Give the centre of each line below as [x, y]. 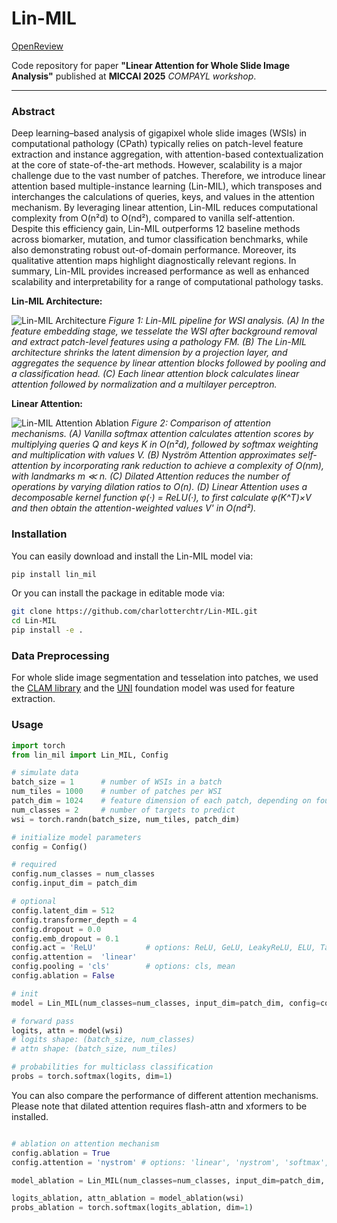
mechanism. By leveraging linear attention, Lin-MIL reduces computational [164, 208]
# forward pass [43, 1021]
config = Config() [49, 847]
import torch [38, 745]
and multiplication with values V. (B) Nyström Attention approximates [153, 455]
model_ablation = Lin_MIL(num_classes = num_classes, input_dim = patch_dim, [168, 1180]
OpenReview [37, 46]
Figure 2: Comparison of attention [200, 423]
